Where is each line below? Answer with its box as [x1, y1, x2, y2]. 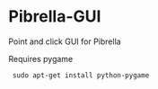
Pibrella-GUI [8, 6, 101, 27]
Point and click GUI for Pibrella [8, 36, 122, 47]
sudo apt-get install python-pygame [12, 70, 150, 80]
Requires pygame [8, 53, 74, 64]
